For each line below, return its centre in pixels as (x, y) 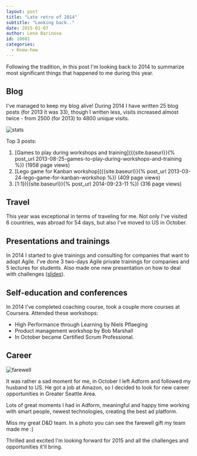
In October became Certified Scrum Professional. (74, 337)
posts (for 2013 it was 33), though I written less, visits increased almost (92, 112)
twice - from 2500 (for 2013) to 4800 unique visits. (68, 118)
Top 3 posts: (21, 141)
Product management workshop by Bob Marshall (74, 331)
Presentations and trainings (58, 241)
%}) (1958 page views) (42, 165)
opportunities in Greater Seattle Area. (51, 394)
